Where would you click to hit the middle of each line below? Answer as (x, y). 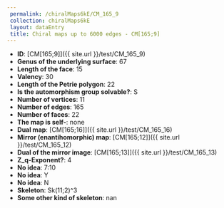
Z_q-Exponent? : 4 (44, 160)
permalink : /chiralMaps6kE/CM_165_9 (64, 14)
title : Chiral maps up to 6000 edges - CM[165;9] (85, 34)
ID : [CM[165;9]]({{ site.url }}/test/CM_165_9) (81, 54)
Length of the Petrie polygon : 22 (66, 84)
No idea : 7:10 (36, 167)
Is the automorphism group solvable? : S (77, 92)
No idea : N (33, 183)
